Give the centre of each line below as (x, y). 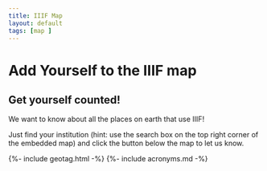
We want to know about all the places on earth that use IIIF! (107, 119)
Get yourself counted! (64, 100)
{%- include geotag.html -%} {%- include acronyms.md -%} (108, 159)
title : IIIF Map (35, 16)
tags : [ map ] (30, 31)
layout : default (35, 23)
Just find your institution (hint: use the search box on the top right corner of (133, 135)
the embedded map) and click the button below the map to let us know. (126, 143)
